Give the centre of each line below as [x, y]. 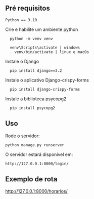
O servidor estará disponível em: [39, 154]
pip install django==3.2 [36, 70]
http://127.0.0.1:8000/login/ [37, 164]
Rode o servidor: [22, 136]
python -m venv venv [31, 38]
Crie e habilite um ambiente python [42, 29]
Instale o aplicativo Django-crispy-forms [47, 80]
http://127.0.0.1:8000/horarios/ [37, 191]
